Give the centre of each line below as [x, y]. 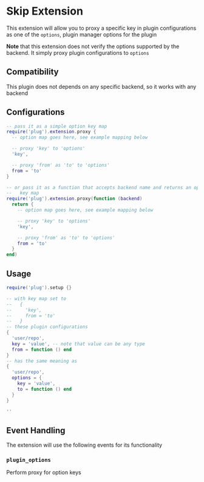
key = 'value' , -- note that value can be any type [79, 344]
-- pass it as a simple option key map [57, 126]
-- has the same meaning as [42, 361]
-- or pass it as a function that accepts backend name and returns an [99, 187]
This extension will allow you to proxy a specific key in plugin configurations [101, 28]
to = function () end [44, 389]
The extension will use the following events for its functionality [84, 445]
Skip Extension [45, 11]
